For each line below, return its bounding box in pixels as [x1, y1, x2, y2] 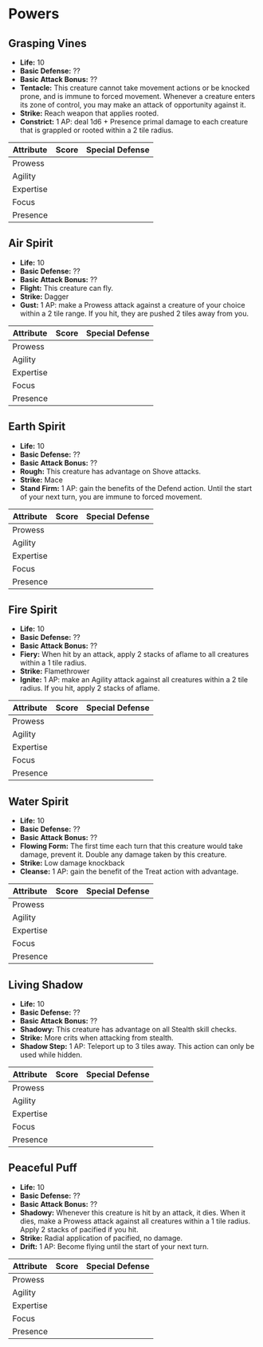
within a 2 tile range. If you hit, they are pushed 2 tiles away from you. [19, 308, 249, 318]
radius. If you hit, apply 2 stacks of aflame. [19, 683, 160, 693]
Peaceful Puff [8, 1161, 77, 1175]
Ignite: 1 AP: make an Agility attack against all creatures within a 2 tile [19, 675, 249, 685]
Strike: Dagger [19, 292, 69, 301]
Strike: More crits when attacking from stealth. [19, 1033, 174, 1043]
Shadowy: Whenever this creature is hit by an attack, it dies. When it [19, 1208, 245, 1217]
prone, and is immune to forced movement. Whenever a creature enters [19, 92, 256, 100]
